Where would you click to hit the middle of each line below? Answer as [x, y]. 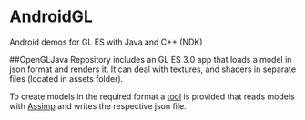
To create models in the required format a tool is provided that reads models [152, 96]
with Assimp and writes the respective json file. [98, 105]
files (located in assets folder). [66, 78]
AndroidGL [51, 17]
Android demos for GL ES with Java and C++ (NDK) [106, 42]
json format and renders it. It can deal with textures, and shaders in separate [153, 69]
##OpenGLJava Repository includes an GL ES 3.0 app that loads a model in [151, 59]
